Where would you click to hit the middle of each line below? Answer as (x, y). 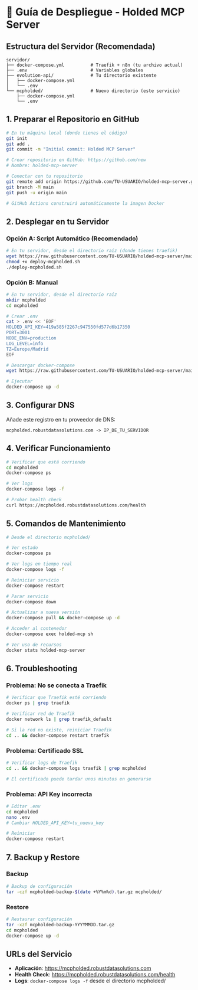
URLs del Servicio (39, 954)
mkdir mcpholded (26, 300)
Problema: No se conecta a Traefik (57, 685)
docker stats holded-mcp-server (46, 650)
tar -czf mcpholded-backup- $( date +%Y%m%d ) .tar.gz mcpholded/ (84, 892)
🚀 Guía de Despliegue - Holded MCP (95, 12)
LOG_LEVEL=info (25, 344)
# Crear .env (22, 316)
